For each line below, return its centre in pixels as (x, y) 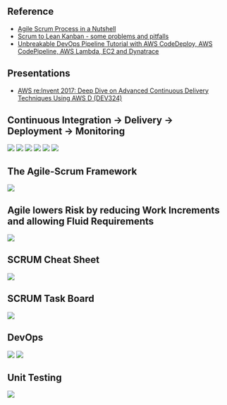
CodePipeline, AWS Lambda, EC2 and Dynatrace (88, 51)
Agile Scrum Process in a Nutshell (67, 28)
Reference (31, 12)
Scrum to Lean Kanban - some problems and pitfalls (93, 36)
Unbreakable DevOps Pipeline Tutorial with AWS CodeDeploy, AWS (115, 43)
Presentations (39, 74)
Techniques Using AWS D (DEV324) (70, 98)
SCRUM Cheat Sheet (54, 260)
